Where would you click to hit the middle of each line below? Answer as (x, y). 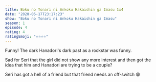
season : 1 (15, 23)
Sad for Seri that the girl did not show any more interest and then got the (78, 60)
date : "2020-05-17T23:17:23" (35, 14)
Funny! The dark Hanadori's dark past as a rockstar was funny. (68, 50)
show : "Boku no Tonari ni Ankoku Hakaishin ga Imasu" (61, 18)
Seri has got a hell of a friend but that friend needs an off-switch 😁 (73, 74)
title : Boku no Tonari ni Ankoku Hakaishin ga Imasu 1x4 (64, 9)
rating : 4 (15, 32)
